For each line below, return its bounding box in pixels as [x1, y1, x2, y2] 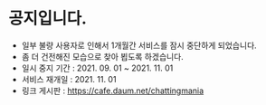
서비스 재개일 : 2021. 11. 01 [21, 73, 117, 84]
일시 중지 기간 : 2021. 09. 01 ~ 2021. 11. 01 [21, 62, 174, 73]
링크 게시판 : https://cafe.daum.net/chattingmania [21, 85, 204, 96]
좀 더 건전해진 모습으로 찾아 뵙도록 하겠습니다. [21, 51, 185, 62]
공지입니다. [8, 8, 88, 29]
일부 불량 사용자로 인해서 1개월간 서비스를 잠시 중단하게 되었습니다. [21, 40, 257, 51]
